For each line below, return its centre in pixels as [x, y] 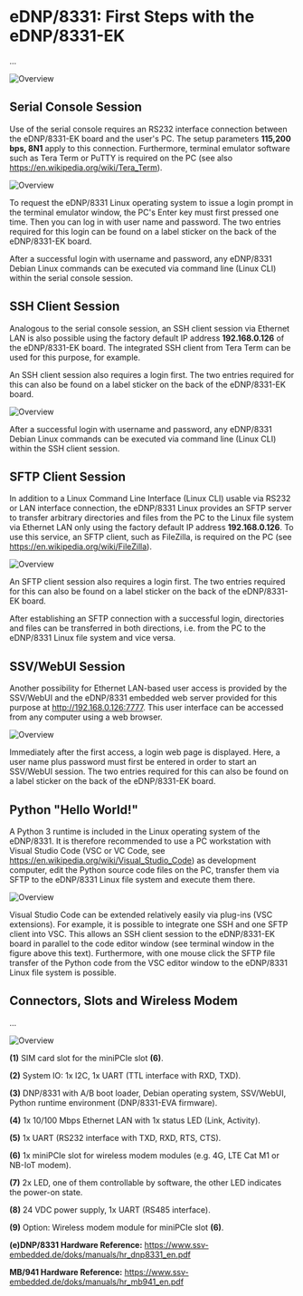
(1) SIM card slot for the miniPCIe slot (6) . [87, 1058]
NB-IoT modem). [40, 1165]
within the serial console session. [71, 277]
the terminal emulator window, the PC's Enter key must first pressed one [144, 212]
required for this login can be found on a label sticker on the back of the [143, 231]
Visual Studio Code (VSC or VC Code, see [87, 851]
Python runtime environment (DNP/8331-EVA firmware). [114, 1102]
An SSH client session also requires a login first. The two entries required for [152, 374]
